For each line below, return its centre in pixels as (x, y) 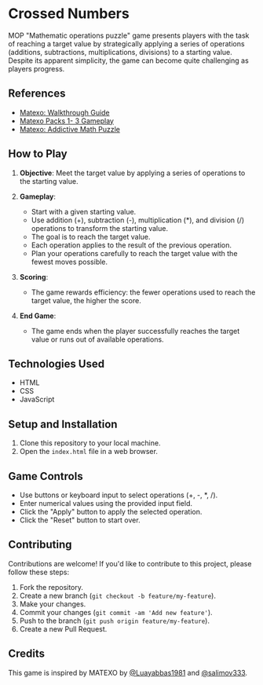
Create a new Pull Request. (63, 628)
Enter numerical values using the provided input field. (106, 503)
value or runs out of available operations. (97, 339)
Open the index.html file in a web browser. (89, 452)
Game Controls (46, 476)
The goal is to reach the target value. (91, 236)
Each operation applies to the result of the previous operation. (131, 245)
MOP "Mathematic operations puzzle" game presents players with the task (129, 35)
